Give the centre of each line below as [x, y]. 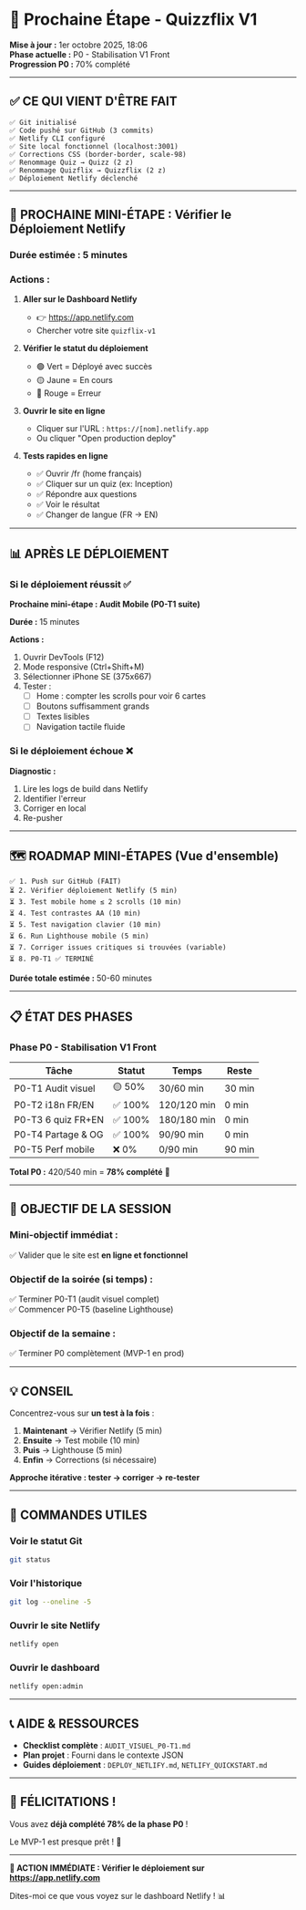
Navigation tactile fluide [81, 727]
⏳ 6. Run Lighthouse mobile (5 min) [79, 936]
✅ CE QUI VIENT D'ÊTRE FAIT [93, 102]
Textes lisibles [63, 717]
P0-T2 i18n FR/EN [54, 1106]
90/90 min [182, 1135]
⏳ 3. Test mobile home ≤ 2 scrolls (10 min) [96, 902]
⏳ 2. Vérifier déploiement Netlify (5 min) [93, 891]
